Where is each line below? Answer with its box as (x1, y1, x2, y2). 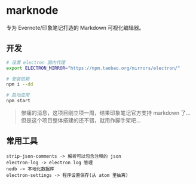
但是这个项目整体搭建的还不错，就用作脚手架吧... (20, 117, 141, 124)
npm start (6, 98, 31, 104)
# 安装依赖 (6, 76, 30, 82)
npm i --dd (6, 81, 33, 87)
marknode (6, 4, 59, 17)
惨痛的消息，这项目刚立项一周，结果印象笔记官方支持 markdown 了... (20, 109, 191, 116)
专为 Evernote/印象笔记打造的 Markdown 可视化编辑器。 (6, 24, 145, 31)
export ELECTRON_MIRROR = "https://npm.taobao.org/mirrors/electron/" (6, 65, 180, 71)
